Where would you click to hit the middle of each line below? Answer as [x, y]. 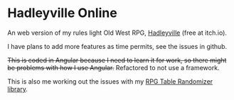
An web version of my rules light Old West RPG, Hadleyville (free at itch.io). [117, 33]
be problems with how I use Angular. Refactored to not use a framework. [113, 67]
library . [18, 89]
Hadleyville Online [62, 13]
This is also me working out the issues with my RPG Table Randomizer [110, 81]
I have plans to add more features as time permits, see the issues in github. [117, 46]
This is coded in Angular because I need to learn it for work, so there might [117, 60]
